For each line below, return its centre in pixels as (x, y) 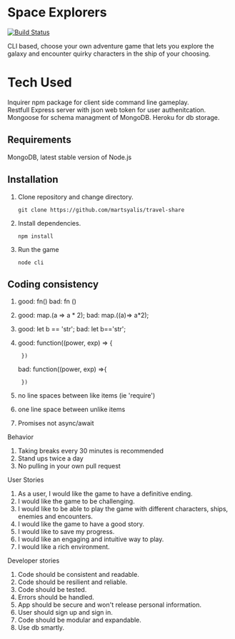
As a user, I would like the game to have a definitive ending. (105, 494)
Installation (33, 180)
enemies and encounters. (55, 517)
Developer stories (34, 560)
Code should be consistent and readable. (78, 575)
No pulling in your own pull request (69, 466)
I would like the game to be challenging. (76, 501)
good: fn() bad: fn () (47, 301)
